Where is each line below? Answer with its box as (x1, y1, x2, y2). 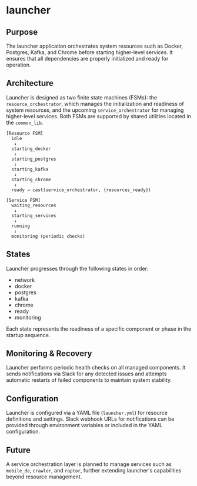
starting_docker (11, 145, 51, 152)
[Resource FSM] (6, 130, 44, 136)
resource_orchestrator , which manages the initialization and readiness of (6, 100, 184, 107)
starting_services (11, 212, 57, 218)
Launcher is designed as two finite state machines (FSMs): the (6, 94, 158, 101)
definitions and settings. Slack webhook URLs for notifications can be (6, 415, 175, 422)
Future (6, 445, 31, 455)
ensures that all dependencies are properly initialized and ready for (6, 55, 169, 62)
